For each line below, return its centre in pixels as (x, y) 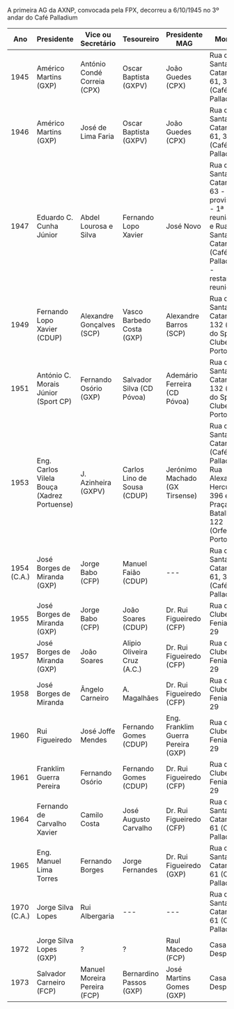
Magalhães (141, 698)
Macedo (179, 949)
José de (93, 127)
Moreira (93, 978)
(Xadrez (49, 496)
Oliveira (135, 652)
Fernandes (140, 870)
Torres (47, 879)
